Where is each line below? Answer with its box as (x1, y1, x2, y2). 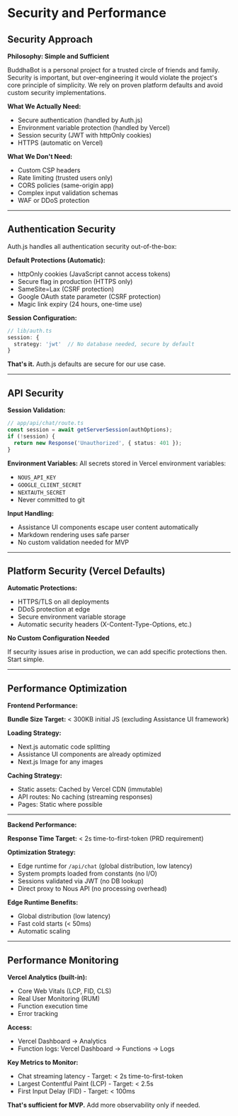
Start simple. (7, 655, 45, 664)
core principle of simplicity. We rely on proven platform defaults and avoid (7, 81, 223, 89)
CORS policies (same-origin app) (17, 181, 114, 189)
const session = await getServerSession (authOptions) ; (7, 426, 173, 433)
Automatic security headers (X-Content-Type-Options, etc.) (17, 620, 192, 629)
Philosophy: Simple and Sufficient (7, 52, 110, 60)
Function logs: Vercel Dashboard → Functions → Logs (17, 1044, 175, 1053)
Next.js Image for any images (17, 758, 103, 766)
